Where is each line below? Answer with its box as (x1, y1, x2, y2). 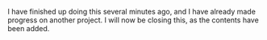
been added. (7, 24, 50, 33)
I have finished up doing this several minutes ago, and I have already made (7, 7, 256, 16)
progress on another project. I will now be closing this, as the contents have (7, 15, 259, 25)
